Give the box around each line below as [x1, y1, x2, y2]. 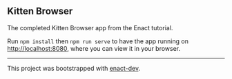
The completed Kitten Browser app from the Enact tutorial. [7, 23, 173, 32]
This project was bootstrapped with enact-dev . [7, 64, 140, 72]
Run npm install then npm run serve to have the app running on [7, 37, 188, 45]
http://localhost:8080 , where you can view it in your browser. [7, 44, 181, 52]
